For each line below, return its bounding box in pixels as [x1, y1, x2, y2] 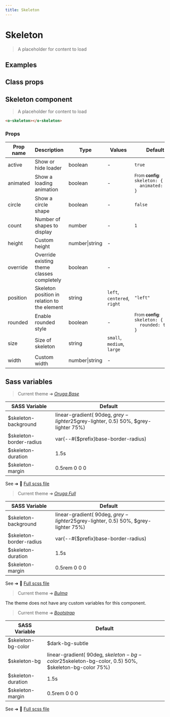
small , [107, 334, 122, 341]
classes [34, 270, 53, 277]
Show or [34, 158, 55, 165]
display [34, 228, 52, 235]
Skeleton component [5, 95, 72, 104]
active [8, 162, 23, 169]
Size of [34, 337, 52, 344]
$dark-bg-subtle [47, 640, 89, 647]
